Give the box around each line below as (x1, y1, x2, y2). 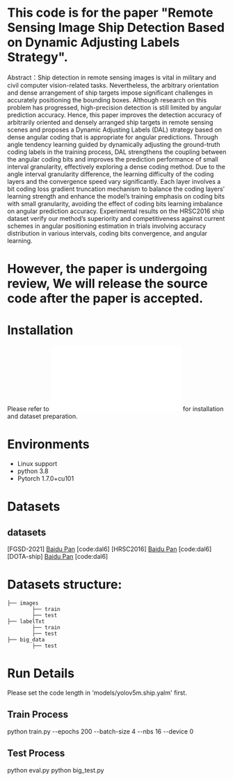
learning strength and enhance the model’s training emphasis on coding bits (7, 192, 225, 200)
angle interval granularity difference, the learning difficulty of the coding (7, 169, 214, 178)
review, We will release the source (7, 276, 209, 292)
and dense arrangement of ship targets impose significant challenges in (7, 88, 214, 97)
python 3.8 (17, 467, 49, 475)
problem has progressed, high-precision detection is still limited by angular (7, 103, 222, 111)
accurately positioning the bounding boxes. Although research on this (7, 95, 207, 104)
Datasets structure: (7, 577, 122, 593)
